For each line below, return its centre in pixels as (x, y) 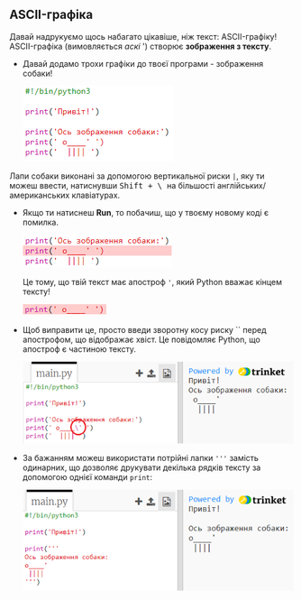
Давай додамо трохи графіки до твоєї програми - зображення (143, 63)
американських (40, 195)
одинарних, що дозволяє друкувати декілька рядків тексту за (141, 467)
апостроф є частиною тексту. (79, 349)
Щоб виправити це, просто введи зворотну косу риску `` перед (144, 329)
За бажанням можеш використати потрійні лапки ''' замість (141, 458)
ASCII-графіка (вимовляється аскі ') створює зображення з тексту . (141, 46)
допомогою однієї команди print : (87, 477)
